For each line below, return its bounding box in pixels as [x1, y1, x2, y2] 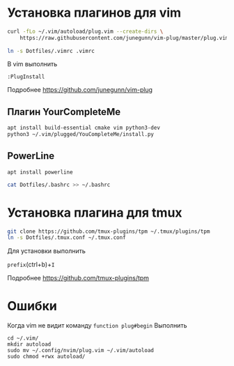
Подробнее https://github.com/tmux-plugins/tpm [7, 274, 150, 282]
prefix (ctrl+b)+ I [7, 260, 55, 269]
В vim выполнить [7, 60, 58, 68]
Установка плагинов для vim [7, 5, 182, 21]
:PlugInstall [7, 73, 45, 81]
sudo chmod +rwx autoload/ [7, 353, 86, 360]
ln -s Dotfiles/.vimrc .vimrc [7, 47, 95, 54]
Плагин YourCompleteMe [7, 106, 120, 118]
